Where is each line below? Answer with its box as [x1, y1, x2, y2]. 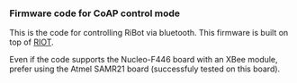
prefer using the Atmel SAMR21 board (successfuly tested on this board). [9, 63, 281, 74]
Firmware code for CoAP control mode [9, 7, 181, 20]
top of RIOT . [9, 37, 54, 47]
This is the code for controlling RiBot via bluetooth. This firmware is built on [9, 28, 289, 38]
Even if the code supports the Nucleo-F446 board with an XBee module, [9, 54, 278, 65]
